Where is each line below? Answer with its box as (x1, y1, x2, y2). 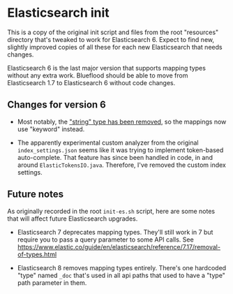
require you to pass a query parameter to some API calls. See (17, 235, 194, 244)
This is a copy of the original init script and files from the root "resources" (7, 28, 219, 36)
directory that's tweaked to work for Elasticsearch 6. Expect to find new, (7, 35, 215, 43)
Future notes (7, 189, 64, 200)
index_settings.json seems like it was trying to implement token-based (17, 145, 224, 154)
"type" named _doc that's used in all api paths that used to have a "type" (17, 271, 225, 279)
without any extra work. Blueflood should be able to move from (7, 71, 188, 80)
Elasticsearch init (7, 5, 110, 21)
